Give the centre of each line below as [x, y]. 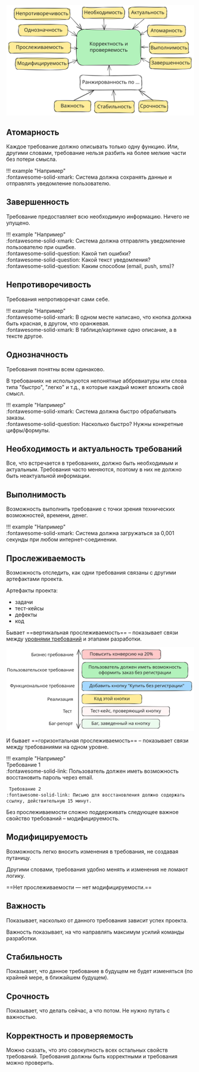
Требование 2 [25, 789]
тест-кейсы [29, 608]
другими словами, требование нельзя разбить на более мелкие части [96, 153]
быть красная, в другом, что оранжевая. [58, 323]
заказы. [16, 417]
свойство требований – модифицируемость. [63, 818]
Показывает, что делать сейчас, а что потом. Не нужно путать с [88, 1011]
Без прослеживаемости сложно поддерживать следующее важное [92, 812]
